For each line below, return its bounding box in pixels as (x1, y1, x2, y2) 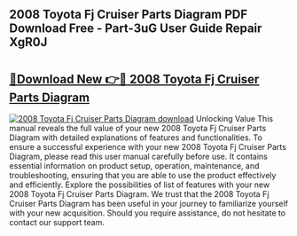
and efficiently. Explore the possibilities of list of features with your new (9, 179, 270, 190)
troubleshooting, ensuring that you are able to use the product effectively (9, 170, 277, 180)
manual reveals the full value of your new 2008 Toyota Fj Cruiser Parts (9, 123, 267, 133)
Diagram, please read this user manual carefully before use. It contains (9, 151, 268, 161)
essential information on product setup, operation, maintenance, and (9, 161, 260, 171)
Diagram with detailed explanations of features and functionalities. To (9, 132, 263, 143)
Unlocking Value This (195, 114, 273, 123)
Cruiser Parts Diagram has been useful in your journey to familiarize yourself (9, 199, 289, 208)
